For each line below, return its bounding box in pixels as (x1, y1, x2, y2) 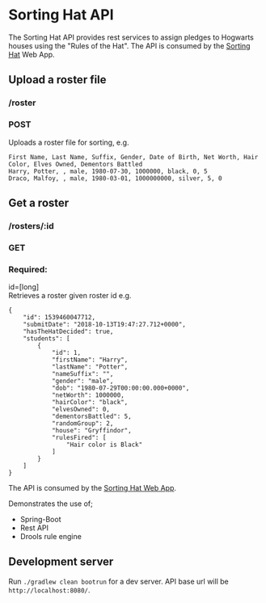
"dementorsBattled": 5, (51, 412, 132, 421)
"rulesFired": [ (51, 434, 107, 442)
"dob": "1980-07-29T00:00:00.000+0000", (51, 384, 190, 393)
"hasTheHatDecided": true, (23, 327, 114, 336)
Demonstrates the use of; (8, 499, 93, 508)
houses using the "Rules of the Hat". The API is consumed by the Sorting (8, 40, 251, 50)
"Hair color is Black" (65, 441, 143, 449)
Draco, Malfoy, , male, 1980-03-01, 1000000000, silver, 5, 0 (8, 174, 222, 183)
